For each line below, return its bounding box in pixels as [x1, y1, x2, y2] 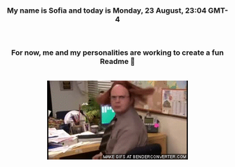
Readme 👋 [100, 57, 135, 67]
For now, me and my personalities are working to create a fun [11, 48, 224, 58]
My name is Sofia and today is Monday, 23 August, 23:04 [6, 6, 207, 15]
